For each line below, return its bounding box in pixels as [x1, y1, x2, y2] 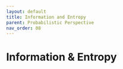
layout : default [6, 8, 46, 15]
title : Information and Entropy [6, 14, 86, 20]
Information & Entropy [6, 51, 117, 64]
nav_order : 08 [6, 25, 42, 31]
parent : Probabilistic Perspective [6, 19, 94, 25]
